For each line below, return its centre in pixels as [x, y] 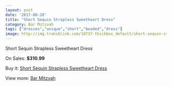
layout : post [19, 10]
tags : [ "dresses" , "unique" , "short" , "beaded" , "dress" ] [64, 29]
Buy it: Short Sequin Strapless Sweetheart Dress [56, 68]
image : [12, 34]
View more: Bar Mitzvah [30, 78]
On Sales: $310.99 [25, 58]
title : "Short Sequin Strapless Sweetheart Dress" [60, 19]
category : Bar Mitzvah [29, 24]
